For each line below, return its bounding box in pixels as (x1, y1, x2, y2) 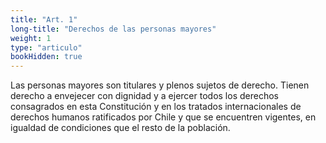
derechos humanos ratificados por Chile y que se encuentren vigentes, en (10, 111, 317, 123)
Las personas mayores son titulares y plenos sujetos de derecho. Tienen (10, 79, 310, 91)
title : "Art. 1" (10, 14, 78, 25)
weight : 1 (10, 33, 52, 43)
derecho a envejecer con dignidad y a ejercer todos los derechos (10, 90, 279, 102)
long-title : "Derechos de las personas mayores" (10, 24, 217, 34)
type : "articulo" (10, 42, 83, 53)
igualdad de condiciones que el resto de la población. (10, 122, 231, 134)
